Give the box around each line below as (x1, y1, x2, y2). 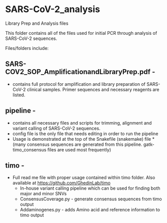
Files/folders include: (5, 45, 49, 51)
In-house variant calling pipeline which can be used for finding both (20, 185, 160, 191)
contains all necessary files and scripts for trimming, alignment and (12, 120, 152, 126)
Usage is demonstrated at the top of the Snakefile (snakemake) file (12, 136, 151, 142)
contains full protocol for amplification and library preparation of (12, 81, 146, 87)
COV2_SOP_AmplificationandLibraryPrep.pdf (5, 68, 151, 76)
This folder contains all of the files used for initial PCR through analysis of (5, 30, 157, 36)
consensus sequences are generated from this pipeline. (27, 141, 142, 147)
